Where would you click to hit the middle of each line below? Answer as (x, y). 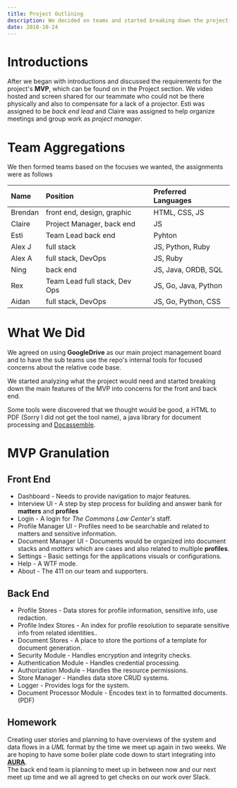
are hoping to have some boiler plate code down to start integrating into (111, 754)
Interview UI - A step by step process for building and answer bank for (120, 504)
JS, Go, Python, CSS (187, 302)
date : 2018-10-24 (33, 27)
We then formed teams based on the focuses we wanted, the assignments (115, 167)
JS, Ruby (168, 258)
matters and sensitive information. (67, 534)
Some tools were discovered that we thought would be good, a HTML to (112, 410)
